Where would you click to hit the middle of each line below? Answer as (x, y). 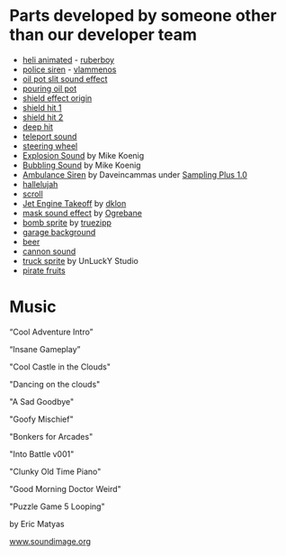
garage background (59, 232)
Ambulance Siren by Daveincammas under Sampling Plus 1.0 (134, 174)
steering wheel (50, 146)
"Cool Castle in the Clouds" (60, 367)
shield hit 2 (43, 117)
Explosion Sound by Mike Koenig (83, 155)
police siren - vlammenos (69, 69)
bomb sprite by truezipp (67, 223)
